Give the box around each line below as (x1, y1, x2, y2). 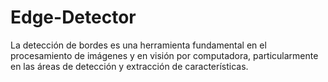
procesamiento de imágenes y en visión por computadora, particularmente (10, 49, 319, 61)
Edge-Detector (10, 6, 137, 29)
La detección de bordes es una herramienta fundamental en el (10, 39, 267, 51)
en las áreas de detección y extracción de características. (10, 60, 249, 72)
